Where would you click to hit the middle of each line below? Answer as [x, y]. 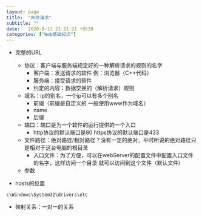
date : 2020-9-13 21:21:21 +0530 [50, 29]
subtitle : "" [23, 23]
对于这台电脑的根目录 [62, 148]
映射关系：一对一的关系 [44, 207]
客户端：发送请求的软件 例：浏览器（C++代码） [93, 73]
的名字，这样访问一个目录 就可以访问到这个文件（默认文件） [108, 163]
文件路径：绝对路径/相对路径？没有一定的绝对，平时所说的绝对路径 [107, 140]
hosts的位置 [30, 183]
